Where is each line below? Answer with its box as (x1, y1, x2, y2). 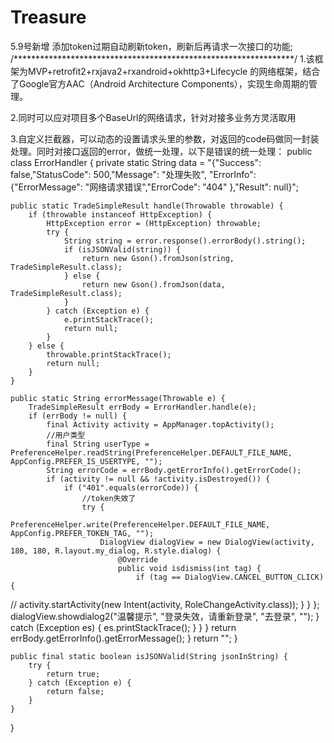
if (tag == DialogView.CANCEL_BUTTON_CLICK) (135, 572, 325, 582)
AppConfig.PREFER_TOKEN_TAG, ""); (10, 528, 155, 538)
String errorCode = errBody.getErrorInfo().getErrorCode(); (46, 465, 302, 475)
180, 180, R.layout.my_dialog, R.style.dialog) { (10, 546, 222, 556)
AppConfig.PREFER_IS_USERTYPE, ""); (10, 456, 163, 466)
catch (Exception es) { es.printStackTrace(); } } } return (10, 621, 237, 633)
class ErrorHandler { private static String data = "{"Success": (10, 156, 262, 168)
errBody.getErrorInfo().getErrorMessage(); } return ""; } (10, 632, 238, 644)
